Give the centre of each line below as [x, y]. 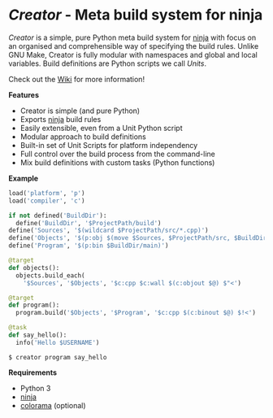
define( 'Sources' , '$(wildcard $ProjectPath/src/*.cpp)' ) [108, 231]
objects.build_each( [50, 275]
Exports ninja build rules [61, 119]
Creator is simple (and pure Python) [80, 111]
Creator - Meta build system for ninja [136, 15]
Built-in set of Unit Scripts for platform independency [109, 145]
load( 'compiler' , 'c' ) [47, 201]
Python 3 [35, 388]
